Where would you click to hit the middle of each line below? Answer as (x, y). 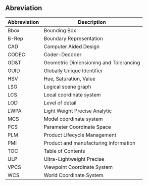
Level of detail (60, 102)
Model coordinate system (73, 119)
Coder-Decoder (63, 54)
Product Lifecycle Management (80, 135)
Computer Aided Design (72, 46)
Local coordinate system (72, 94)
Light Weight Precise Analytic (78, 111)
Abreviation (24, 8)
